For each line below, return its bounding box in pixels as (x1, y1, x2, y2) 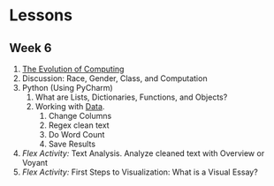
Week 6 (9, 41, 52, 56)
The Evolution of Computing (21, 63, 125, 74)
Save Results (48, 138, 95, 149)
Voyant (21, 158, 49, 167)
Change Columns (48, 111, 112, 121)
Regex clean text (48, 120, 110, 130)
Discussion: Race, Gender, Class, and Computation (21, 73, 208, 84)
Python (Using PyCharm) (21, 83, 113, 93)
